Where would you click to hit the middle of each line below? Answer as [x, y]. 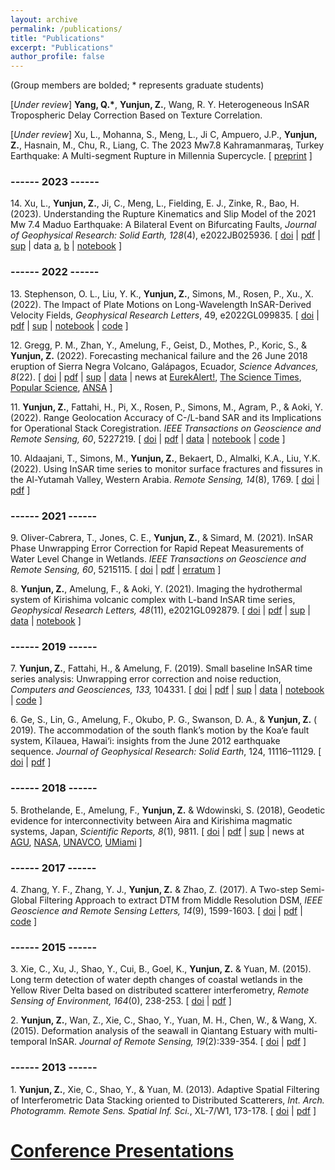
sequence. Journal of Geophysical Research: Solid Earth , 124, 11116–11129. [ [166, 752]
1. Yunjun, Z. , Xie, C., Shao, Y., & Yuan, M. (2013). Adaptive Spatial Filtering [165, 1089]
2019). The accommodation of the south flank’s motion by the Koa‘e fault [160, 730]
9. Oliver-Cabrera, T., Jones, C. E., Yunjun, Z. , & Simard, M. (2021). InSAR [161, 538]
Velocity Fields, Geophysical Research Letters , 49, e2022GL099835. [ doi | [165, 315]
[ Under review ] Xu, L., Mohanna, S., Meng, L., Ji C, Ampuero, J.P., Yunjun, [164, 135]
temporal [29, 1042]
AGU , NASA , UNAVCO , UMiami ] [76, 842]
